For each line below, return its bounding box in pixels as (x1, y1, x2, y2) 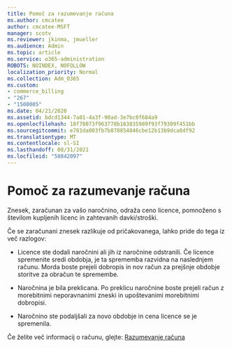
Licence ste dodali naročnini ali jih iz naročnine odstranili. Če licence (17, 248, 215, 256)
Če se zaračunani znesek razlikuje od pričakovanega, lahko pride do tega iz (7, 227, 225, 235)
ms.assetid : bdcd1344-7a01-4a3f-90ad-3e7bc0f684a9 (7, 114, 158, 121)
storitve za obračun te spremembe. (17, 270, 119, 278)
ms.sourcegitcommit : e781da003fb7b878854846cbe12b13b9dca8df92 (7, 127, 196, 134)
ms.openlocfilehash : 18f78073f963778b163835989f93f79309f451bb (7, 120, 196, 128)
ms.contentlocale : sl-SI (7, 140, 80, 147)
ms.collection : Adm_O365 (7, 75, 80, 82)
